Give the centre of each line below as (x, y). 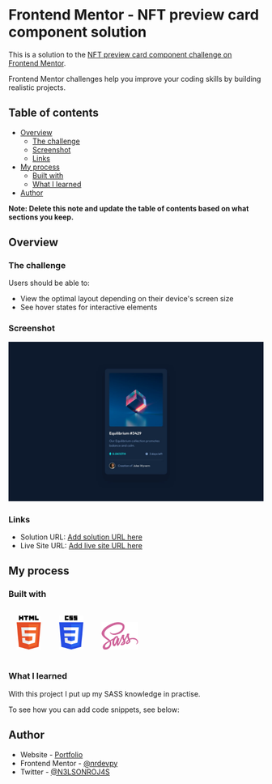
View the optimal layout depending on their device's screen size (127, 299)
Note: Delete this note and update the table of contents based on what (129, 208)
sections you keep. (41, 217)
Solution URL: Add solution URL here (81, 537)
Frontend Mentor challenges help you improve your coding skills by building (135, 79)
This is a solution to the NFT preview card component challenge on (120, 54)
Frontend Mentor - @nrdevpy (69, 763)
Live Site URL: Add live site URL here (81, 546)
